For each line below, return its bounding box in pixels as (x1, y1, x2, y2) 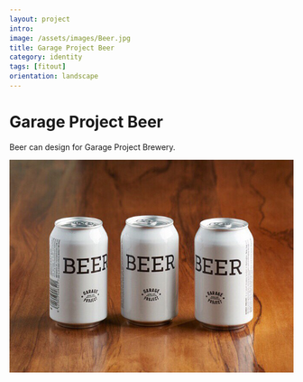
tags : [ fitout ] (9, 62, 67, 71)
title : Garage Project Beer (9, 43, 115, 52)
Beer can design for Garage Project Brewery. (9, 141, 176, 153)
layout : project (9, 14, 70, 23)
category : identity (9, 52, 83, 62)
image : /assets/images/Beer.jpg (9, 33, 131, 42)
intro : (9, 23, 34, 33)
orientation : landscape (9, 72, 99, 81)
